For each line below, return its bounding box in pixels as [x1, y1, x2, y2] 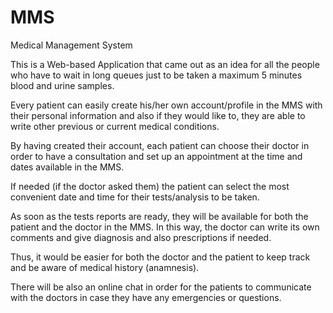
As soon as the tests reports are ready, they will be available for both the [10, 210, 309, 222]
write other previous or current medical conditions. [10, 120, 220, 132]
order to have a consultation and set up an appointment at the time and [10, 150, 303, 162]
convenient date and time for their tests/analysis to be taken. [10, 191, 260, 203]
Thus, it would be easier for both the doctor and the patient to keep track [10, 251, 311, 263]
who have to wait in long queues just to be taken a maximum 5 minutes [10, 69, 303, 81]
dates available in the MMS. [10, 161, 125, 173]
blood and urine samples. [10, 79, 115, 91]
